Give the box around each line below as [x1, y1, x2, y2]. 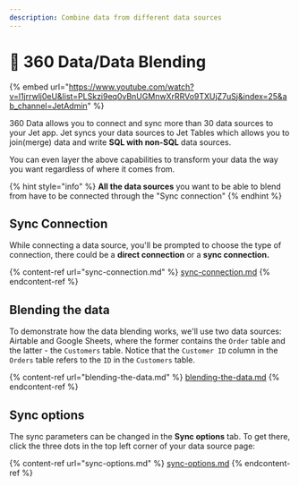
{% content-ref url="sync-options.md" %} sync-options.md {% [9, 458, 243, 468]
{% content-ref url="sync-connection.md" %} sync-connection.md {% [9, 267, 271, 277]
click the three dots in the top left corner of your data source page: [9, 440, 255, 451]
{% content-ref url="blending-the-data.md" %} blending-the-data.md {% [9, 372, 280, 383]
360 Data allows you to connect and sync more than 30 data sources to [9, 117, 274, 128]
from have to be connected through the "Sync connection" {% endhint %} [9, 190, 283, 201]
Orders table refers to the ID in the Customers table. [9, 354, 195, 365]
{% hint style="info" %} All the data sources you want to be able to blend [9, 181, 282, 192]
